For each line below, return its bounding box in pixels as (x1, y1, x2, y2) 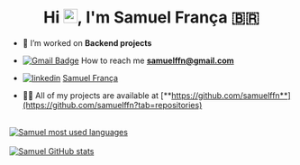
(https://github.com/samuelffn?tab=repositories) (22, 99, 203, 110)
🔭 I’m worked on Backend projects (22, 37, 152, 48)
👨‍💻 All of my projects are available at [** (22, 89, 172, 101)
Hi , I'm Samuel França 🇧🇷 (43, 7, 259, 28)
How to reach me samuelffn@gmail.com (80, 55, 234, 66)
